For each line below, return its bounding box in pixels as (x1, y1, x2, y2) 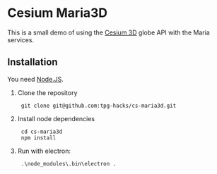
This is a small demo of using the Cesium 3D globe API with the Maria (7, 28, 210, 37)
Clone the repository (17, 88, 78, 97)
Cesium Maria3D (7, 5, 108, 21)
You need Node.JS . (7, 75, 64, 83)
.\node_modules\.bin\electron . (20, 160, 117, 167)
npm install (20, 134, 57, 142)
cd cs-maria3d (20, 128, 63, 135)
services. (7, 35, 34, 44)
